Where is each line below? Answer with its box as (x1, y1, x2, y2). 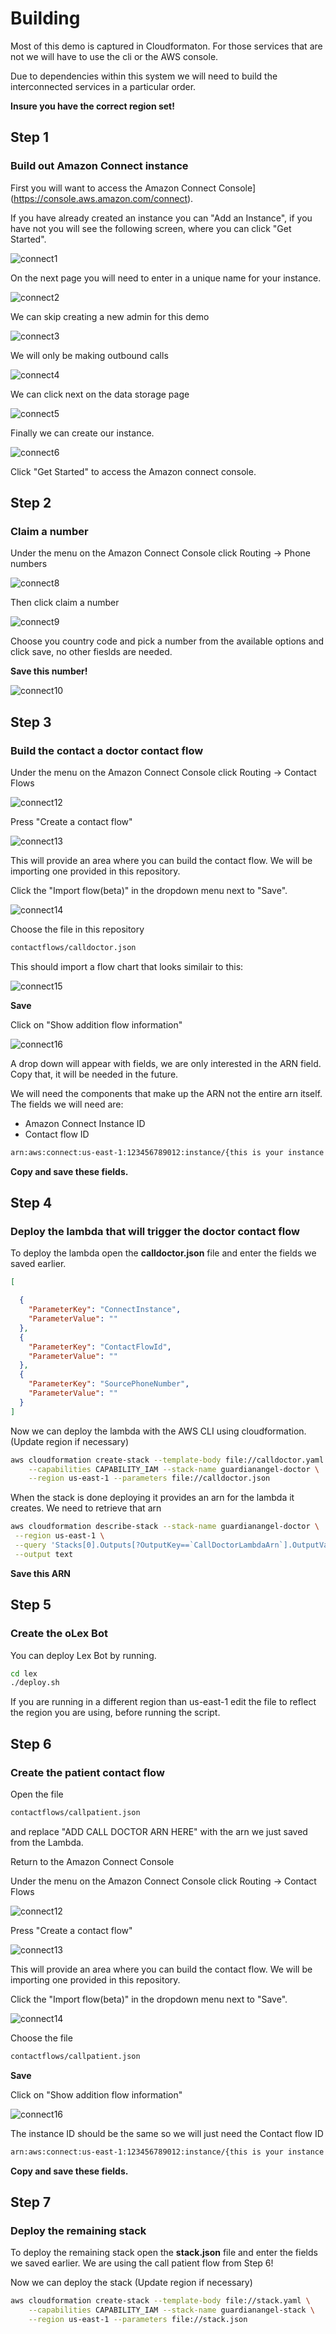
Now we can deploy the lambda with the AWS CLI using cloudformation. (10, 1425, 307, 1437)
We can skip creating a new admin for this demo (10, 310, 210, 322)
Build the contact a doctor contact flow (10, 743, 204, 757)
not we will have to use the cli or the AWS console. (10, 50, 219, 62)
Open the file (10, 1788, 64, 1800)
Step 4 (10, 1195, 53, 1212)
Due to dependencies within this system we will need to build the (10, 70, 278, 82)
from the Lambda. (10, 1836, 84, 1848)
